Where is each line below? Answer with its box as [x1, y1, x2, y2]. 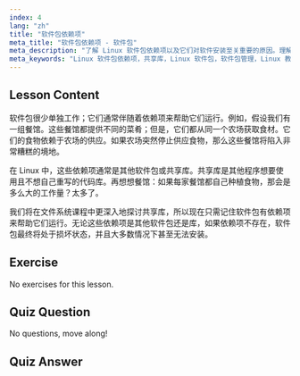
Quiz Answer [9, 354, 83, 369]
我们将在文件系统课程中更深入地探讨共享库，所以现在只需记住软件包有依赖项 [9, 206, 291, 217]
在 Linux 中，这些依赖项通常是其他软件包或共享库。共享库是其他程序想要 [9, 164, 277, 175]
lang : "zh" [9, 21, 50, 30]
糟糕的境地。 [16, 146, 64, 156]
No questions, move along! [9, 328, 108, 339]
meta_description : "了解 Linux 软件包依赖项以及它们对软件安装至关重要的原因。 [9, 46, 279, 55]
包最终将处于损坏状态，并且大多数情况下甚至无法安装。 [9, 229, 212, 239]
